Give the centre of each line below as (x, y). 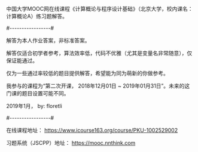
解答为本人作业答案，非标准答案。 (48, 40)
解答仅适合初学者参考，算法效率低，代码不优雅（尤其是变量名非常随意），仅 (99, 53)
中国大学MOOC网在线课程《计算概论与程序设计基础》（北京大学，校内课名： (100, 9)
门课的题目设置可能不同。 (38, 93)
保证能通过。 (22, 61)
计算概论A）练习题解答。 (37, 16)
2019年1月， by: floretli (34, 106)
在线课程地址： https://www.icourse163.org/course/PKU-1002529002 (92, 130)
